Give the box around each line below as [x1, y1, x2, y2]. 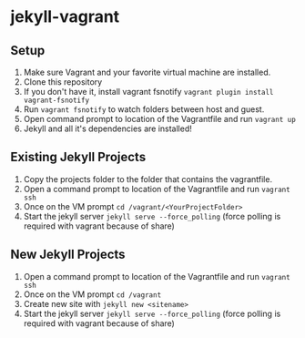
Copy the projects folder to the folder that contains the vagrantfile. [23, 173, 272, 184]
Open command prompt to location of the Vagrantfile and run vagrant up [23, 114, 297, 124]
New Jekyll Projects [10, 247, 126, 262]
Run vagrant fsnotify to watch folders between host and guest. [23, 104, 265, 115]
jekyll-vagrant [10, 6, 120, 27]
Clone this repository [23, 77, 103, 87]
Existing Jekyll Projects [10, 149, 147, 165]
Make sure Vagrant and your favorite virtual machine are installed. [23, 67, 271, 77]
